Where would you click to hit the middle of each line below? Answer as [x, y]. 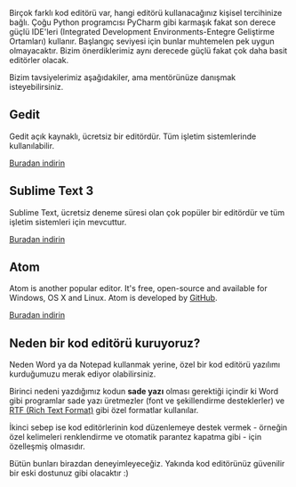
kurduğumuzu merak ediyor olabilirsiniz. [83, 374]
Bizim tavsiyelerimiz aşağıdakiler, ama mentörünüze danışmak [123, 77]
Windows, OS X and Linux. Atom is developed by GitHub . [113, 298]
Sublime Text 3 [52, 191]
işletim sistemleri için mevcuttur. [68, 222]
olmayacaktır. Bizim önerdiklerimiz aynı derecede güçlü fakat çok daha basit [148, 51]
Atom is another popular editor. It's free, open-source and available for [139, 288]
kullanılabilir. [32, 145]
